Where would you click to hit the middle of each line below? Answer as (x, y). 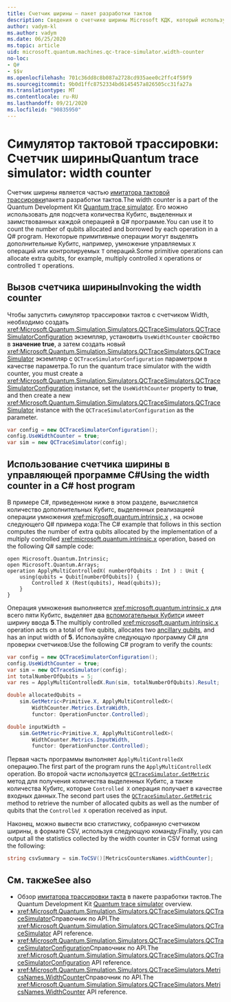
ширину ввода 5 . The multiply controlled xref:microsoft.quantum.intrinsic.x (113, 622)
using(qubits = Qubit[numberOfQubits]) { (79, 577)
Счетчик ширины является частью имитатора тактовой (89, 192)
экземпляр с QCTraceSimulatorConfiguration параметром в (121, 359)
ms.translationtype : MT (41, 90)
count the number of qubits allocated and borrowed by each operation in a (113, 229)
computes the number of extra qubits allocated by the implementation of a (112, 531)
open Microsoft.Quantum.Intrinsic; (58, 559)
